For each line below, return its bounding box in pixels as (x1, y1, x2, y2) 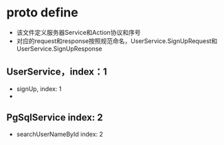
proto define (6, 5, 78, 21)
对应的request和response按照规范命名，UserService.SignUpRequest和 (16, 36, 218, 45)
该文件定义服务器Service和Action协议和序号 (16, 28, 142, 36)
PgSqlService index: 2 (6, 111, 104, 124)
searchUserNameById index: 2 (16, 130, 104, 138)
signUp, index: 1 (16, 84, 62, 93)
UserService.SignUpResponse (16, 44, 102, 53)
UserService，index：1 (6, 66, 107, 78)
